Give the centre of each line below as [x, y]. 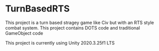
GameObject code [24, 33]
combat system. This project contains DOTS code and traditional [73, 27]
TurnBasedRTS [37, 9]
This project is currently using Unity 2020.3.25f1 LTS [60, 42]
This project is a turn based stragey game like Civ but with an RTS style [80, 22]
